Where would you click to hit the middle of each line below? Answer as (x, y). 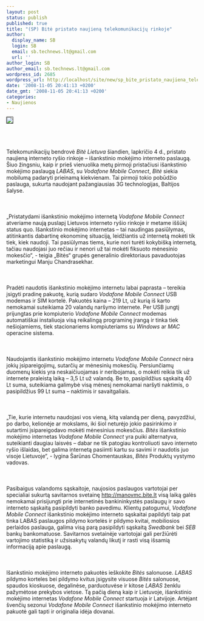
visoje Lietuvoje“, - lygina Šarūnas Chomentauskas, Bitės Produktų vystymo (101, 456)
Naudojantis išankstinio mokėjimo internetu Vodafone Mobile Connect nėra (100, 359)
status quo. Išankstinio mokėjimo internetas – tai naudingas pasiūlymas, (96, 229)
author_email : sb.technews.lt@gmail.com (58, 69)
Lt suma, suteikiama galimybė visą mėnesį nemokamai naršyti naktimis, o (98, 385)
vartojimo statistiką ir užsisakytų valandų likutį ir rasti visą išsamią (88, 540)
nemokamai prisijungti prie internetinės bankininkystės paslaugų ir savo (96, 501)
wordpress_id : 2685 (31, 74)
